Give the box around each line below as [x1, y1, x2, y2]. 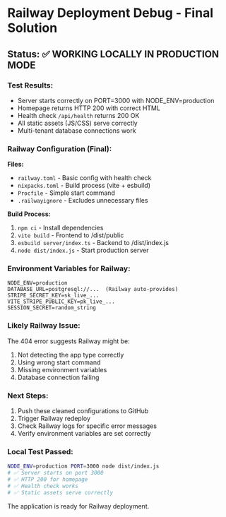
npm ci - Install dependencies [17, 224, 104, 232]
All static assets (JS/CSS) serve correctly [17, 119, 138, 127]
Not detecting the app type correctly [17, 350, 124, 359]
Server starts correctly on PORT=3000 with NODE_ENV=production [17, 96, 215, 105]
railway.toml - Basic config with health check [17, 174, 152, 182]
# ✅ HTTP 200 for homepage [7, 476, 88, 483]
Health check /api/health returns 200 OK [17, 111, 140, 119]
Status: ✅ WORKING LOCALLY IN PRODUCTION [7, 48, 219, 60]
